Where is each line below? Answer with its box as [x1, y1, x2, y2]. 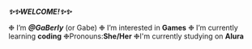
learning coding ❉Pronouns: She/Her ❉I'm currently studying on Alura [8, 31, 245, 41]
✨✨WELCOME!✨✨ [8, 7, 72, 16]
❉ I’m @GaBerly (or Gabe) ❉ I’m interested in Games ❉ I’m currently [8, 23, 239, 32]
